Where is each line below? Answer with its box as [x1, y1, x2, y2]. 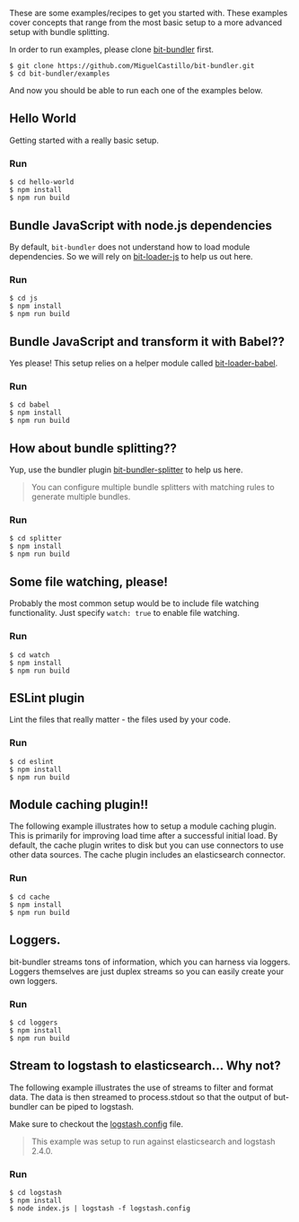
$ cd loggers [9, 1018, 58, 1027]
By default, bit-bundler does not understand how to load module [9, 242, 251, 252]
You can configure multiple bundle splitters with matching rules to [31, 482, 276, 493]
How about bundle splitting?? [9, 440, 178, 456]
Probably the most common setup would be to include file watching [9, 598, 259, 609]
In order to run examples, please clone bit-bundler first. [9, 44, 214, 55]
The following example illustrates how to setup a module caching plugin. [9, 821, 277, 831]
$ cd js [9, 294, 39, 303]
